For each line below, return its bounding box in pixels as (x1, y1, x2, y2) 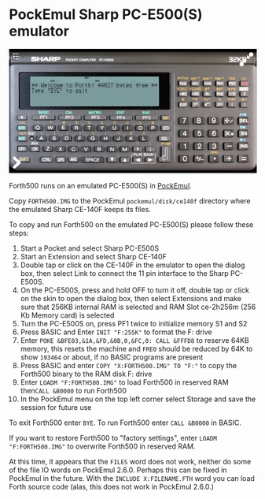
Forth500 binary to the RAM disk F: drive (20, 369, 153, 378)
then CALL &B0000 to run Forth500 (20, 385, 127, 395)
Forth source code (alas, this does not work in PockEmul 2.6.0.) (9, 482, 215, 491)
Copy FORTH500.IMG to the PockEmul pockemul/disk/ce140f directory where (9, 196, 251, 206)
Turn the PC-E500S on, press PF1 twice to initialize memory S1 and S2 (20, 318, 248, 328)
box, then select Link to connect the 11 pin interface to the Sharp (20, 268, 229, 277)
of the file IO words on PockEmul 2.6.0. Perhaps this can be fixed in (9, 465, 227, 475)
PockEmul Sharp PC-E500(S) (9, 6, 203, 24)
